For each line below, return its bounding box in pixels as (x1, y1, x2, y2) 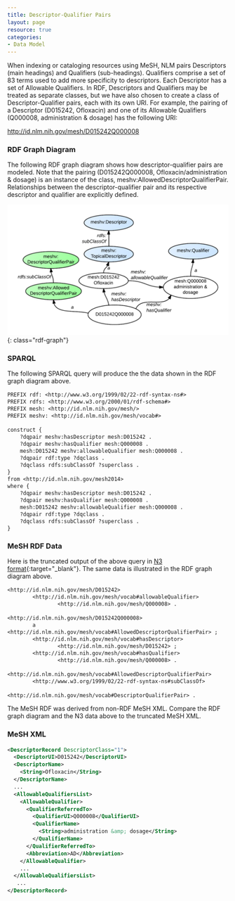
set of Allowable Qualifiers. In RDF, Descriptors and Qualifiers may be (7, 84, 208, 92)
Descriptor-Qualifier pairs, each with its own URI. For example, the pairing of (7, 98, 228, 107)
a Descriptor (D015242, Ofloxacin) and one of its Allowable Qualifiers (7, 106, 207, 115)
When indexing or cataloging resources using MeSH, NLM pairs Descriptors (7, 61, 227, 70)
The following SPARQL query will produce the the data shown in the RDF (7, 369, 217, 378)
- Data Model (7, 41, 46, 49)
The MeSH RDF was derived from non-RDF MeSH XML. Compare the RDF (7, 704, 221, 713)
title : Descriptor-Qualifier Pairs (7, 11, 112, 18)
